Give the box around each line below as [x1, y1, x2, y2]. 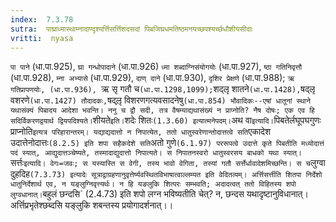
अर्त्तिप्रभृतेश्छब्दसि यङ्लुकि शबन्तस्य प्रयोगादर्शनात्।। [10, 199, 174, 211]
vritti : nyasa [10, 33, 74, 43]
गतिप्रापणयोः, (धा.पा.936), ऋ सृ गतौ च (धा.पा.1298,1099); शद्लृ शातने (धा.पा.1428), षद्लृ [10, 83, 316, 95]
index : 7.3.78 [10, 14, 74, 25]
